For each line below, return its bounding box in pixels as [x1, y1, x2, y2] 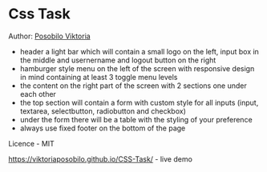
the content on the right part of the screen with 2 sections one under [19, 81, 247, 90]
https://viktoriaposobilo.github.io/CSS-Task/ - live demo [8, 154, 192, 164]
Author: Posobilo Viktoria [8, 31, 91, 41]
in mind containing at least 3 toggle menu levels [19, 72, 178, 82]
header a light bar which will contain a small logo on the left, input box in [19, 46, 259, 56]
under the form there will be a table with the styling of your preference [19, 114, 253, 124]
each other [19, 89, 56, 98]
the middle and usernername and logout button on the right [19, 55, 216, 65]
